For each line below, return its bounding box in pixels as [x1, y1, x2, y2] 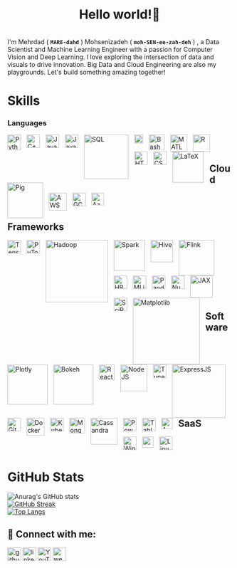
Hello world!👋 [78, 6, 161, 23]
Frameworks [7, 221, 65, 233]
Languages [7, 118, 48, 128]
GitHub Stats [7, 469, 85, 485]
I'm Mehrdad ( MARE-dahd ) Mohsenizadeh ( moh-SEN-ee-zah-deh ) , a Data [7, 37, 219, 46]
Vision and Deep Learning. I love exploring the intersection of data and [7, 53, 215, 61]
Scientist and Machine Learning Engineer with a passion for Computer [7, 45, 214, 53]
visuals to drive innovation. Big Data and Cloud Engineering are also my [7, 60, 217, 68]
